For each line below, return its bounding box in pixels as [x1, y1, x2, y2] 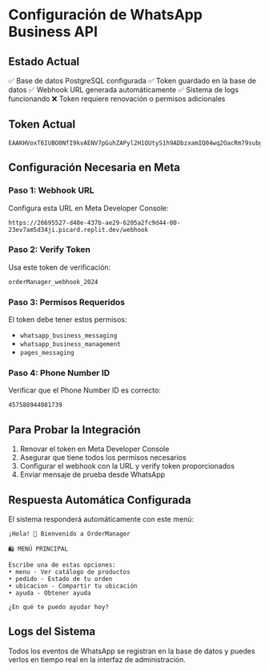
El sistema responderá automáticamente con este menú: [8, 514, 195, 524]
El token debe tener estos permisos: [8, 315, 127, 324]
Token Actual [8, 118, 76, 132]
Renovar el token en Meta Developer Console [19, 444, 170, 454]
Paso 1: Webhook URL [8, 185, 94, 196]
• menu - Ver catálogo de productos [8, 568, 130, 576]
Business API [8, 22, 98, 41]
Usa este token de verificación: [8, 262, 111, 272]
